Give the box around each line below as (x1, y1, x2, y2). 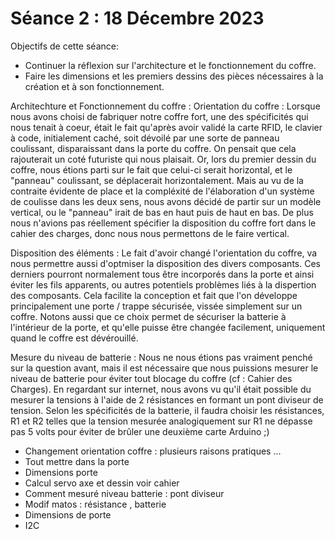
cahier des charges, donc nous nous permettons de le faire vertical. (10, 227, 290, 239)
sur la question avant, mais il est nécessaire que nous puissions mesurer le (10, 362, 319, 374)
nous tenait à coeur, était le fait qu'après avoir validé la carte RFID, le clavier (10, 121, 323, 133)
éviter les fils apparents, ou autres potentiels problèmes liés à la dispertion (10, 278, 317, 291)
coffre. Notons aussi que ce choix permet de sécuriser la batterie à (10, 310, 287, 322)
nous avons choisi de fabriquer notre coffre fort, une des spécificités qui (10, 110, 309, 122)
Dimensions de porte (24, 508, 112, 521)
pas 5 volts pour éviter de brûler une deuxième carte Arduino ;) (10, 425, 270, 437)
